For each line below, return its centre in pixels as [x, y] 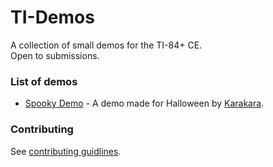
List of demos [44, 81]
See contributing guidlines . [66, 151]
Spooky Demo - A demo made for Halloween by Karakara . [144, 103]
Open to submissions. [55, 55]
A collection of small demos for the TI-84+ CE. [106, 45]
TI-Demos [52, 17]
